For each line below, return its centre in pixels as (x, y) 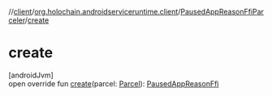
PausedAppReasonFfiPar (222, 12)
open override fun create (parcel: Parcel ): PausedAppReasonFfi (114, 83)
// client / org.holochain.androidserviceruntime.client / (95, 12)
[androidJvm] (31, 75)
